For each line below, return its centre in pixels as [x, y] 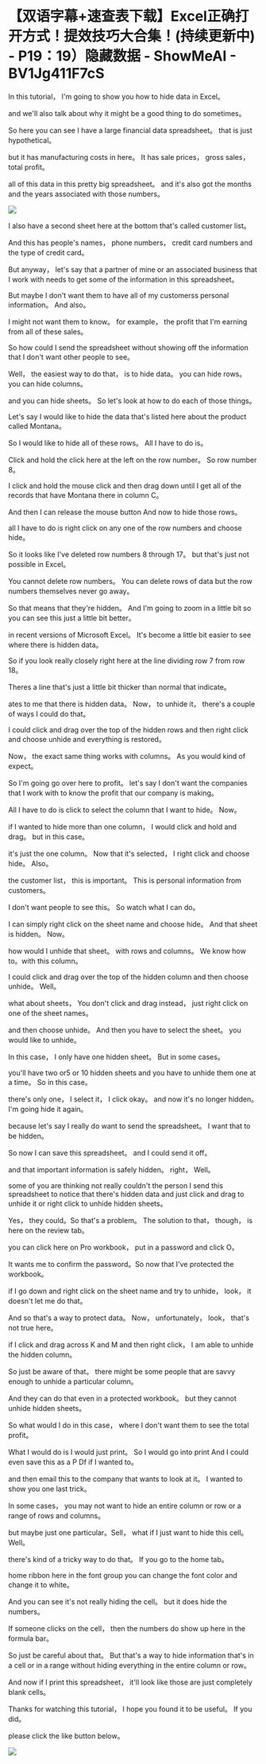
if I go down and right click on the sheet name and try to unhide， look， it [130, 1291]
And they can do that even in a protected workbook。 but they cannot [122, 1398]
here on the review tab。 [48, 1230]
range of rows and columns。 [57, 1515]
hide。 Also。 [31, 863]
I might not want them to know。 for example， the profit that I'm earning [128, 321]
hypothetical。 [32, 140]
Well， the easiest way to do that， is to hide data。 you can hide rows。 [127, 374]
